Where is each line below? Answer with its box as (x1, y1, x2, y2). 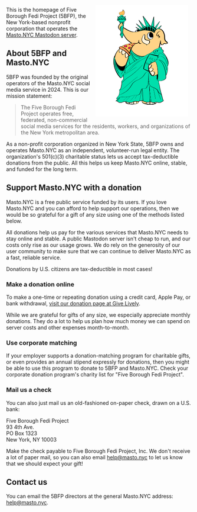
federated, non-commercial (20, 116, 87, 123)
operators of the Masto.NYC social (6, 79, 90, 86)
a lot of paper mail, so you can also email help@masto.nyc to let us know (6, 453, 183, 461)
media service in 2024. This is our (6, 86, 89, 93)
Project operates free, (20, 110, 74, 117)
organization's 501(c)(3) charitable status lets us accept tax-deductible (6, 153, 179, 160)
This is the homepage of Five (6, 7, 77, 13)
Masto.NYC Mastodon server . (6, 31, 78, 38)
